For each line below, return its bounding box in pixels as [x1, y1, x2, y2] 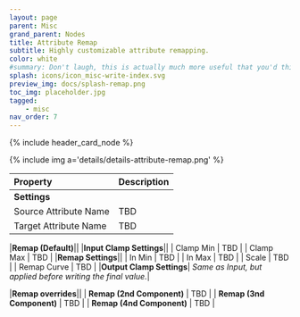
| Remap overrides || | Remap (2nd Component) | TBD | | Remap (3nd [9, 288, 265, 299]
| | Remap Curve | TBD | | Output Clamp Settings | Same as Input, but [9, 262, 262, 272]
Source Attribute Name [13, 205, 110, 218]
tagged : [9, 96, 38, 105]
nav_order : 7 [9, 113, 58, 121]
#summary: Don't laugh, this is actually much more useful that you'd [9, 63, 278, 72]
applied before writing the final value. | [9, 271, 150, 282]
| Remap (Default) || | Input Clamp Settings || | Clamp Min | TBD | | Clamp [9, 243, 274, 254]
